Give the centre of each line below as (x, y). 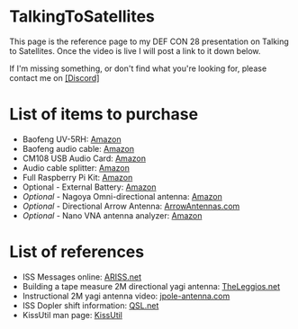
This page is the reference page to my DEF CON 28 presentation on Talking (149, 41)
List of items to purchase (104, 115)
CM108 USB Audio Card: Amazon (84, 158)
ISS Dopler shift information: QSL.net (90, 305)
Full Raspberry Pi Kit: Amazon (77, 177)
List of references (77, 252)
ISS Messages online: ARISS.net (82, 277)
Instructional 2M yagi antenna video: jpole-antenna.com (126, 296)
